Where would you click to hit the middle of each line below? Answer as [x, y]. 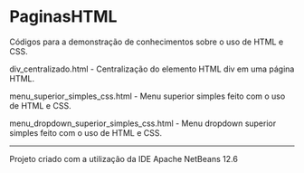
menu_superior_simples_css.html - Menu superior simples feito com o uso [147, 96]
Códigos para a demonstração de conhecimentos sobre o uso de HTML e [147, 42]
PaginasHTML [63, 17]
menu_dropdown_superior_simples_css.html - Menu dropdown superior [143, 123]
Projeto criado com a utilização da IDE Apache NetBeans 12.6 [123, 159]
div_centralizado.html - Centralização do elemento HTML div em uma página [152, 69]
